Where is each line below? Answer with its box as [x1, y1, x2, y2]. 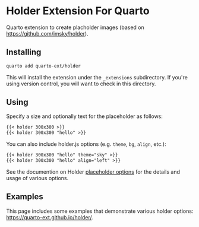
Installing [6, 47, 42, 57]
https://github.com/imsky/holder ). [6, 30, 89, 37]
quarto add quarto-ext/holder [6, 63, 81, 69]
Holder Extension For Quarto [6, 4, 150, 18]
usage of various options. [6, 174, 69, 181]
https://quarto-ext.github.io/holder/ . [6, 213, 94, 220]
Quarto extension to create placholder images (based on [6, 24, 144, 31]
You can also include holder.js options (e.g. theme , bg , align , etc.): [6, 140, 166, 148]
